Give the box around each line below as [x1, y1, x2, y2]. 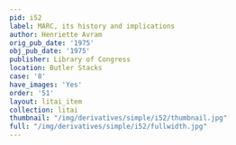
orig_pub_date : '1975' [9, 38, 95, 48]
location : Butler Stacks [9, 64, 103, 73]
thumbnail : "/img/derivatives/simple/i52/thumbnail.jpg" [9, 113, 228, 122]
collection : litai [9, 105, 78, 114]
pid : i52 [9, 13, 42, 23]
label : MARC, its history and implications [9, 22, 176, 31]
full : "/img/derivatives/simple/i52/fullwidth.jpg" [9, 122, 207, 131]
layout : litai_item [9, 96, 83, 106]
